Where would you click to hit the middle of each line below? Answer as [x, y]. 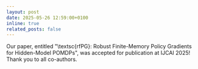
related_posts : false [34, 29]
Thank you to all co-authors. [42, 59]
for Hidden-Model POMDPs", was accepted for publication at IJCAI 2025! [98, 53]
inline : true [23, 23]
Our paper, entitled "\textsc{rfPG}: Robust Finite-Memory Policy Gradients [99, 46]
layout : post [23, 12]
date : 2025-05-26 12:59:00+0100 [47, 18]
